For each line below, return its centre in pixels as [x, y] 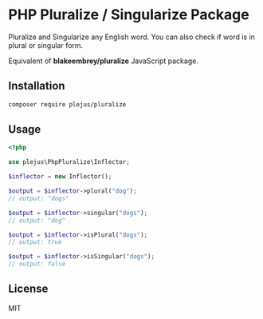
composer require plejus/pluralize [67, 104]
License [28, 289]
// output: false [37, 264]
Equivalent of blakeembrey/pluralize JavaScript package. [104, 61]
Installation [37, 86]
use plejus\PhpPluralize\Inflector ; [69, 162]
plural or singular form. [46, 45]
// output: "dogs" [39, 198]
